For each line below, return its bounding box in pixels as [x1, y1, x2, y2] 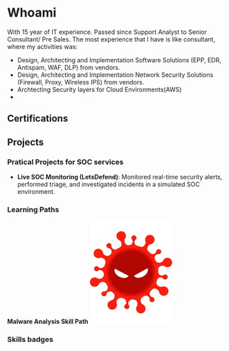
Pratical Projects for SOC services [7, 157, 124, 167]
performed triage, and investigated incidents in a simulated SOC [17, 180, 201, 188]
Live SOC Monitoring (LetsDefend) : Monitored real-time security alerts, [17, 173, 223, 181]
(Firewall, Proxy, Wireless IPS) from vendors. [17, 78, 145, 86]
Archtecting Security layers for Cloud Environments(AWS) [17, 85, 182, 93]
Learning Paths [7, 204, 59, 214]
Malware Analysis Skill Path [7, 317, 89, 326]
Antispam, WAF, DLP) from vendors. [17, 63, 120, 71]
